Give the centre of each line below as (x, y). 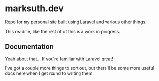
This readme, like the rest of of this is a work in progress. (63, 31)
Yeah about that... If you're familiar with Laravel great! (59, 59)
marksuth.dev (34, 9)
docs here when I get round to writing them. (50, 73)
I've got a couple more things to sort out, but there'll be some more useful (80, 68)
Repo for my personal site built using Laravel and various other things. (76, 22)
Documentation (29, 47)
